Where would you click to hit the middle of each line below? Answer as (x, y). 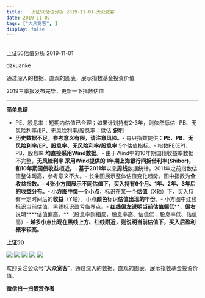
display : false (26, 29)
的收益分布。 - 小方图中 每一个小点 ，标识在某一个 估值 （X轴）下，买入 (102, 191)
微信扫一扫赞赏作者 (31, 288)
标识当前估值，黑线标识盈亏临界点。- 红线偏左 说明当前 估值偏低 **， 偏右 (106, 206)
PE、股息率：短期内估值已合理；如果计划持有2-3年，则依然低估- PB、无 (106, 122)
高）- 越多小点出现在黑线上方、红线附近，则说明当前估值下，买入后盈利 (106, 222)
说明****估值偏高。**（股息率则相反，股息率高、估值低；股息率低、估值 (106, 214)
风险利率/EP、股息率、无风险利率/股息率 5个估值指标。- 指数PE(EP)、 (103, 145)
